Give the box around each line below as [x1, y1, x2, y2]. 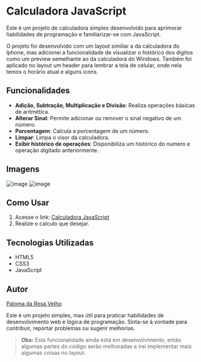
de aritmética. [14, 108, 50, 115]
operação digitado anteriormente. [14, 146, 99, 154]
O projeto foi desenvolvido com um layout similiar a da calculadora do [6, 42, 180, 50]
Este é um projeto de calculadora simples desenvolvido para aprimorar [6, 24, 182, 31]
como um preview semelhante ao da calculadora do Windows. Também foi [6, 55, 192, 62]
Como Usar [6, 198, 49, 208]
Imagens [6, 164, 40, 175]
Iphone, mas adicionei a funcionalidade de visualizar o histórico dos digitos [6, 48, 193, 56]
